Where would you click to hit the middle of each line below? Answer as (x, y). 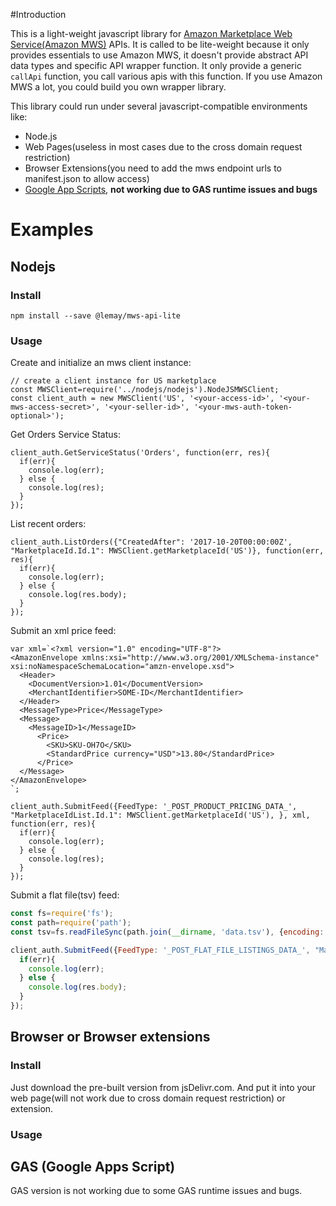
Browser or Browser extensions (110, 1037)
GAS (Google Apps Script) (93, 1166)
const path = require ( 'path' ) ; (71, 923)
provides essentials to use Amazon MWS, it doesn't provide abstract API (159, 55)
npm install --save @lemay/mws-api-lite (96, 315)
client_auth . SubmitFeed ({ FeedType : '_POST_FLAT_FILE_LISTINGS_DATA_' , (160, 950)
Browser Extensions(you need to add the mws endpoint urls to (153, 168)
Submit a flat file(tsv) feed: (65, 895)
